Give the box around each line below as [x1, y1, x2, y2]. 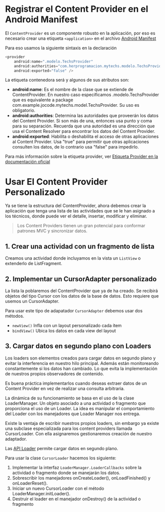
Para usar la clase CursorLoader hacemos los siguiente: [5, 455, 116, 461]
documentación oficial [5, 159, 51, 165]
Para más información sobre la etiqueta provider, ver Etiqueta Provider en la [5, 153, 158, 159]
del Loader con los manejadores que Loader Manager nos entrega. [5, 411, 140, 417]
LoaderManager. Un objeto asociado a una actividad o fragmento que [5, 400, 146, 406]
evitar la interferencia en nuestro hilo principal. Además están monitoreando [5, 360, 159, 366]
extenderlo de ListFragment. [5, 261, 62, 267]
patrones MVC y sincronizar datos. [17, 228, 87, 234]
